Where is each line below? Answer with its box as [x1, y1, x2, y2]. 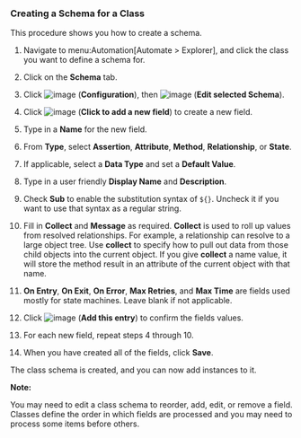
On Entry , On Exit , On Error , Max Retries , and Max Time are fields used [22, 285, 291, 296]
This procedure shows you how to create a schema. [10, 28, 203, 39]
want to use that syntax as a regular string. [22, 203, 182, 214]
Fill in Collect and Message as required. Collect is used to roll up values [22, 221, 291, 232]
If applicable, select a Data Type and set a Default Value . [22, 159, 236, 170]
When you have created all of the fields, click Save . [22, 347, 214, 358]
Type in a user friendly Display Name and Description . [22, 176, 227, 187]
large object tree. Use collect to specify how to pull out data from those [22, 240, 288, 250]
